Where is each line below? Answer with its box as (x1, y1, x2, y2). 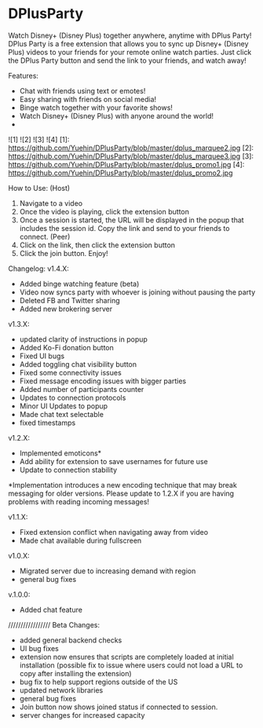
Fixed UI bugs (19, 351, 65, 360)
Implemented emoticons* (19, 448, 102, 458)
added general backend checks (19, 635, 122, 645)
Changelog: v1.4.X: (8, 264, 69, 273)
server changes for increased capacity (19, 710, 145, 719)
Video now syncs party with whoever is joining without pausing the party (19, 287, 256, 297)
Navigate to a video (19, 198, 83, 208)
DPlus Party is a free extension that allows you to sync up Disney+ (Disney (8, 38, 249, 48)
